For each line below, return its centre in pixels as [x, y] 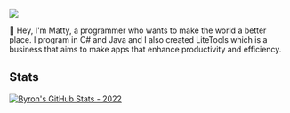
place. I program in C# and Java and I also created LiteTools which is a [138, 40]
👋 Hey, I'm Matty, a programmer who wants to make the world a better [138, 30]
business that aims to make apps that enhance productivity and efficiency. [145, 49]
